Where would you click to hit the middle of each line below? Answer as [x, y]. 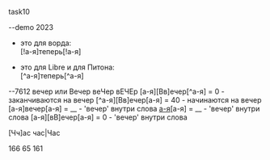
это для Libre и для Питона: [67, 67]
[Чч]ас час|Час [34, 133]
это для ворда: [46, 43]
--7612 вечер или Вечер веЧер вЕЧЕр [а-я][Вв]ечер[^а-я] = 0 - [116, 91]
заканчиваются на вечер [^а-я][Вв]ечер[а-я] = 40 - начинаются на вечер [135, 100]
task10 [19, 12]
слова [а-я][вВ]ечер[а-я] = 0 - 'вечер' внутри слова [98, 117]
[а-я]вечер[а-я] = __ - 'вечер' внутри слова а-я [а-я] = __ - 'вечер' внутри [134, 109]
